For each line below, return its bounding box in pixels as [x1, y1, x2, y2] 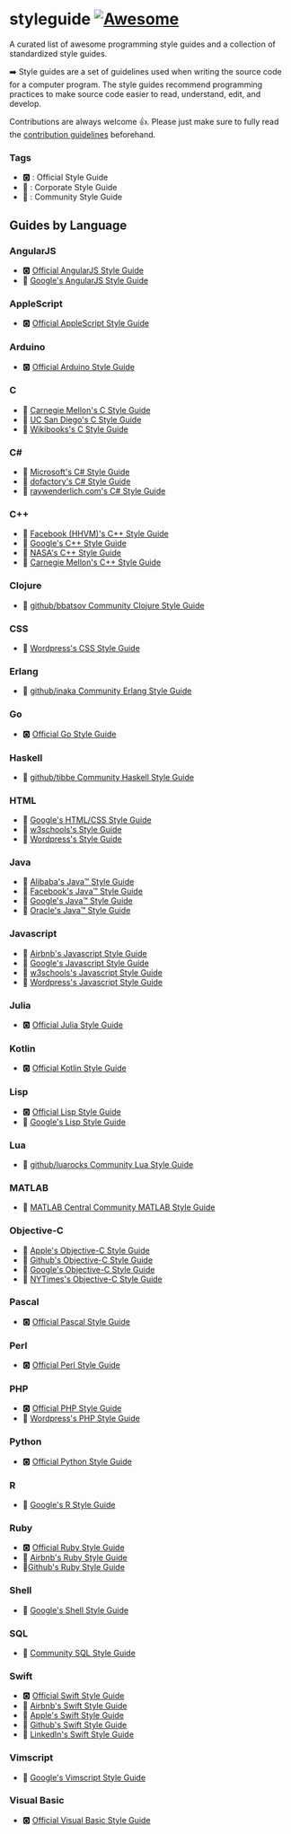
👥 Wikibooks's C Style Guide [22, 423, 128, 435]
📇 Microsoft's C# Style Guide [22, 467, 130, 478]
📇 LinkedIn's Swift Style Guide [22, 1729, 135, 1740]
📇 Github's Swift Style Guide [22, 1720, 128, 1731]
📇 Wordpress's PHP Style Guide [22, 1413, 141, 1424]
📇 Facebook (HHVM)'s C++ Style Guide [22, 528, 169, 539]
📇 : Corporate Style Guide [22, 182, 118, 193]
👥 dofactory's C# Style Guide [22, 476, 131, 487]
